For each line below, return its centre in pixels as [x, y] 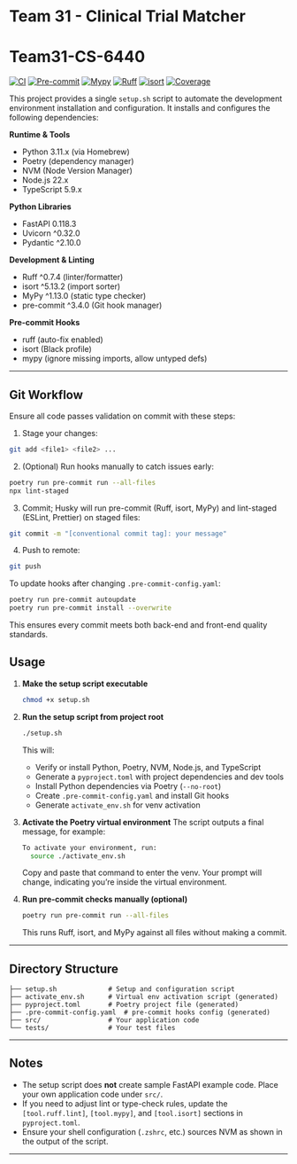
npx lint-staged [39, 491]
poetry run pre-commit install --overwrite [91, 608]
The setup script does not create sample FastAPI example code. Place [150, 1084]
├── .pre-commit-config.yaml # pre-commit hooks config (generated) [140, 1012]
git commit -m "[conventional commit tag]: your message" [118, 534]
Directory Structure [64, 969]
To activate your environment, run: [89, 848]
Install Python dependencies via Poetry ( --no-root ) [128, 785]
